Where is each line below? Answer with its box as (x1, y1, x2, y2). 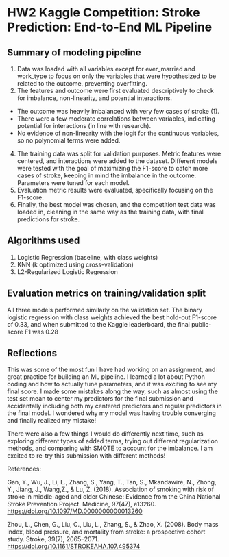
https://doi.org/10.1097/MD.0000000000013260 (7, 507, 143, 515)
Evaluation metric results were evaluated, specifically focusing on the (16, 186, 214, 194)
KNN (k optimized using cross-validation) (16, 260, 134, 269)
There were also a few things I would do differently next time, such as (7, 430, 204, 438)
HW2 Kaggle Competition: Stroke (7, 5, 200, 21)
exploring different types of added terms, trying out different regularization (7, 437, 218, 445)
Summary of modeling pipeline (7, 47, 142, 58)
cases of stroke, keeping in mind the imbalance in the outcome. (16, 171, 197, 180)
